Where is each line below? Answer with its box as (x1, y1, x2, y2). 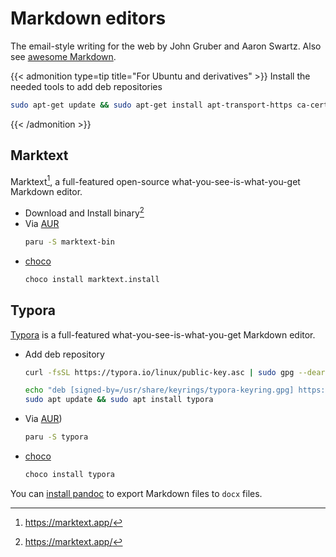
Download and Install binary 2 (24, 205, 145, 219)
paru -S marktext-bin (24, 237, 116, 247)
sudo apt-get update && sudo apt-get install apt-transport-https (10, 100, 293, 110)
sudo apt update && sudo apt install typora (24, 395, 214, 405)
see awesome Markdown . (10, 50, 117, 62)
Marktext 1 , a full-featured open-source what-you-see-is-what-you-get (10, 173, 301, 187)
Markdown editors (10, 7, 167, 30)
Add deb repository (24, 348, 105, 360)
